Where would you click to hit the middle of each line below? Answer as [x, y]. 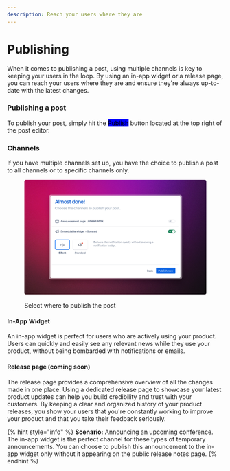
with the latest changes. [55, 90]
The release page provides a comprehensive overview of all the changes [110, 382]
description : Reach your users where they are [75, 14]
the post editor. [28, 130]
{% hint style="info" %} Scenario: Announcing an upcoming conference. [111, 432]
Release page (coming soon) [49, 367]
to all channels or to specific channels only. [68, 170]
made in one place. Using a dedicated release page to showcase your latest [114, 389]
